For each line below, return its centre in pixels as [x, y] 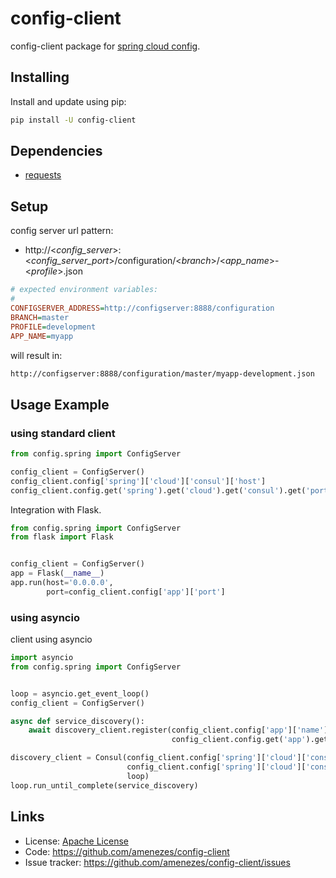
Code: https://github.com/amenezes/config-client [127, 851]
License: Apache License [76, 841]
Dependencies [56, 151]
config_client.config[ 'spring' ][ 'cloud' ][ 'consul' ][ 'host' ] [138, 481]
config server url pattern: [62, 231]
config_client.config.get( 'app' [239, 740]
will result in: [36, 355]
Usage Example [60, 404]
